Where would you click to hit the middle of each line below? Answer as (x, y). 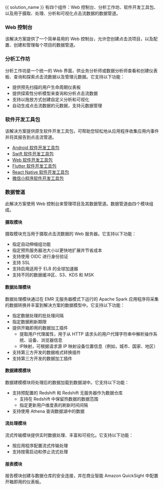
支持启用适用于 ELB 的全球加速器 (45, 269)
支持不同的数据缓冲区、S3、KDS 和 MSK (53, 275)
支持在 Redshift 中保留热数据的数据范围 (59, 399)
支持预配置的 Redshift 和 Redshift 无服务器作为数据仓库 (67, 393)
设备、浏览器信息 (45, 340)
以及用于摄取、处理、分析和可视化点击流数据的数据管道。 (63, 13)
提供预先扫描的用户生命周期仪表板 (46, 87)
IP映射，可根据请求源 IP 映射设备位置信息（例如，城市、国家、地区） (89, 346)
